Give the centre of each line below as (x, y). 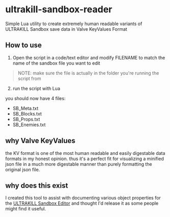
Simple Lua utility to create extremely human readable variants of (74, 24)
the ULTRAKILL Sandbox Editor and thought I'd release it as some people (82, 203)
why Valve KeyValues (40, 141)
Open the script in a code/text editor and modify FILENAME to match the (89, 57)
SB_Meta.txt (26, 108)
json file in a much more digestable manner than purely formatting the (79, 164)
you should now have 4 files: (35, 98)
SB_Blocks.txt (27, 113)
